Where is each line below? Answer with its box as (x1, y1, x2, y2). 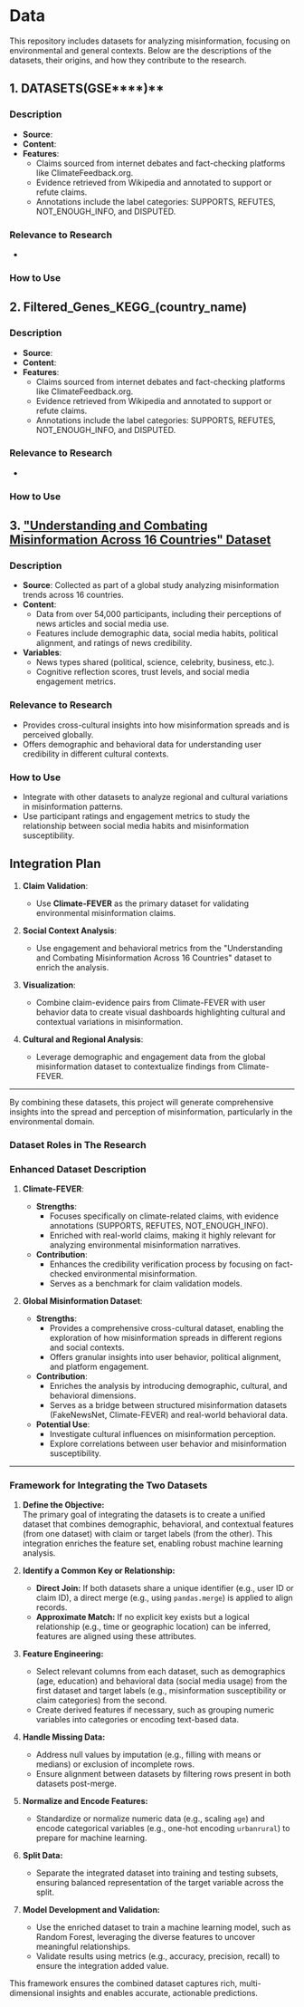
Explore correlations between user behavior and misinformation (49, 1438, 287, 1450)
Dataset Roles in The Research (9, 1138, 147, 1151)
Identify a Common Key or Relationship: (22, 1565, 176, 1577)
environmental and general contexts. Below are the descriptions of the (9, 44, 271, 55)
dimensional (9, 1988, 55, 1999)
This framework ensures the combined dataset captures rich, (9, 1978, 238, 1989)
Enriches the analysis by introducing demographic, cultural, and (49, 1381, 288, 1392)
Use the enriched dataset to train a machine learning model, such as (35, 1922, 291, 1933)
